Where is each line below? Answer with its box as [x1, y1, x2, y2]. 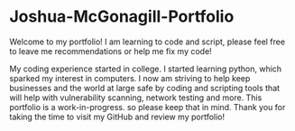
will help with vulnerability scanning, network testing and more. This [9, 92, 263, 103]
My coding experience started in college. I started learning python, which [9, 63, 282, 74]
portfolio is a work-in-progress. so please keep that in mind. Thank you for [9, 101, 286, 112]
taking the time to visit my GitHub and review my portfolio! [9, 111, 226, 122]
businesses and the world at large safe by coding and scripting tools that [9, 82, 281, 93]
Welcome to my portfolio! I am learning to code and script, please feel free [9, 36, 286, 47]
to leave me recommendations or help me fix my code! [9, 45, 212, 56]
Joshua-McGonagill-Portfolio [9, 6, 235, 27]
